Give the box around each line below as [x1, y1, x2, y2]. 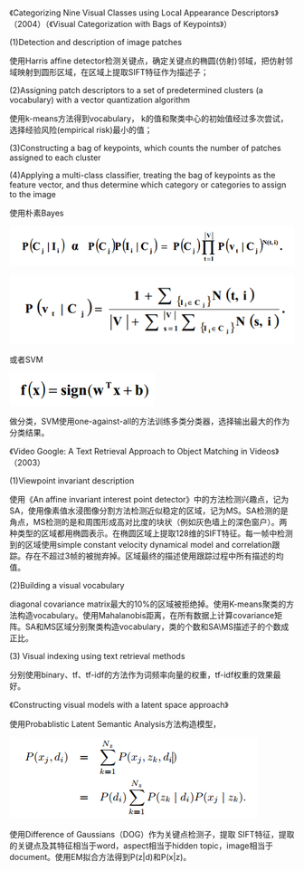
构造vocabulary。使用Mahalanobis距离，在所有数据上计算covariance [16, 609, 275, 620]
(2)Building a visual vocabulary [9, 579, 125, 590]
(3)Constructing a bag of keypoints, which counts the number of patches [9, 143, 282, 153]
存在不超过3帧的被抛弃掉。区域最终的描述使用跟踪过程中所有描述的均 [24, 550, 284, 561]
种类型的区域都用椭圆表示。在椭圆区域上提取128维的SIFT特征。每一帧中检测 [9, 528, 293, 539]
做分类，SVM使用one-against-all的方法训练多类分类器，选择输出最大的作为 [9, 416, 290, 426]
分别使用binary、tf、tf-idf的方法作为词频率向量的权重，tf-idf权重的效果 [9, 669, 274, 680]
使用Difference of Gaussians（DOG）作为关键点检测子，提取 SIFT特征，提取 [9, 828, 295, 839]
